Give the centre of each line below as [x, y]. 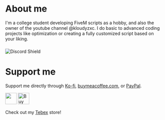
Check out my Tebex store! [33, 112]
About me [26, 9]
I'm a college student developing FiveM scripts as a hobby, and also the [80, 23]
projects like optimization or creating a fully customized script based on [79, 33]
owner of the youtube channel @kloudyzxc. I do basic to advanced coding [82, 28]
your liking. [17, 39]
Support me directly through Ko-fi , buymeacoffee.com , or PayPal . [74, 86]
